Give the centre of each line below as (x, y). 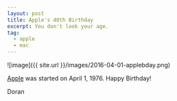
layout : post (26, 13)
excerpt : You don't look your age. (58, 26)
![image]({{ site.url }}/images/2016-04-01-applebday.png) (89, 65)
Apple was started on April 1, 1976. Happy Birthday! (80, 78)
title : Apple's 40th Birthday (50, 20)
